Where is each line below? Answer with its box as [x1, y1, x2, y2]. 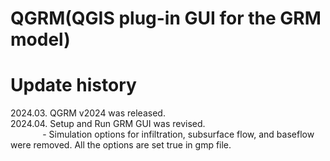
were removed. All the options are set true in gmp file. [10, 139, 232, 151]
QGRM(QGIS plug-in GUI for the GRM [10, 7, 322, 30]
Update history [10, 74, 137, 97]
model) [10, 28, 71, 51]
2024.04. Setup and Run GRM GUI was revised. [10, 118, 206, 130]
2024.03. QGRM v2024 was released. [10, 107, 166, 119]
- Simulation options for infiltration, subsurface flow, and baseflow [42, 128, 315, 141]
